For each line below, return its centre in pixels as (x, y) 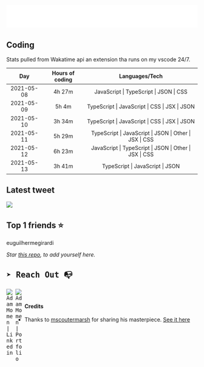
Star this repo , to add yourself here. (51, 255)
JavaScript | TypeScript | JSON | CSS (141, 91)
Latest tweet (30, 190)
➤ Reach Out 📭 (39, 275)
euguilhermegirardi (30, 243)
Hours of (63, 73)
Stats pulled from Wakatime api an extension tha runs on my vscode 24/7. (98, 60)
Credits (34, 306)
